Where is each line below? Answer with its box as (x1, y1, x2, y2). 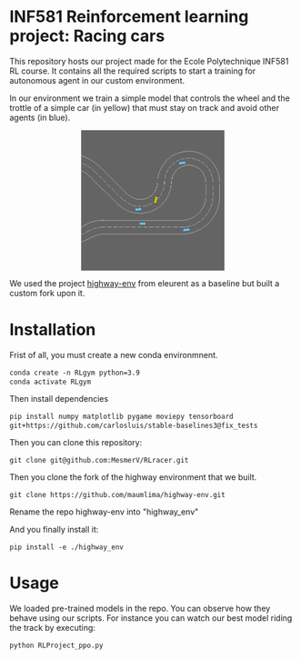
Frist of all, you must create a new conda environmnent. (9, 350, 218, 360)
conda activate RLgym (9, 377, 92, 386)
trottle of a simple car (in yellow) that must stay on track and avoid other (9, 102, 280, 113)
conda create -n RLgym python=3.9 (9, 368, 141, 377)
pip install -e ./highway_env (9, 543, 125, 552)
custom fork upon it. (9, 288, 85, 299)
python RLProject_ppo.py (9, 641, 104, 650)
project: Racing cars (9, 25, 166, 46)
